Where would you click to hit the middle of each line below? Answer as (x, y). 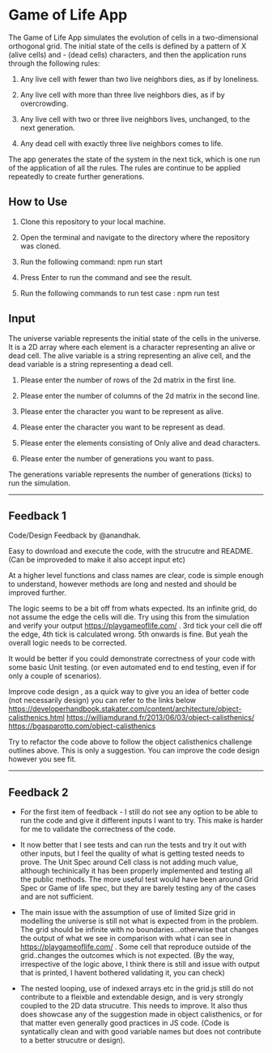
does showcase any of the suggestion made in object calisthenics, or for (141, 1014)
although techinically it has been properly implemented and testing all (136, 871)
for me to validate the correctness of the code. (98, 829)
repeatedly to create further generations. (76, 176)
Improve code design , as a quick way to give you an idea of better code (129, 692)
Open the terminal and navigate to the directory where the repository (135, 237)
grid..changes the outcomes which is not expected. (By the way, (127, 956)
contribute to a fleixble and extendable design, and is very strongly (132, 997)
